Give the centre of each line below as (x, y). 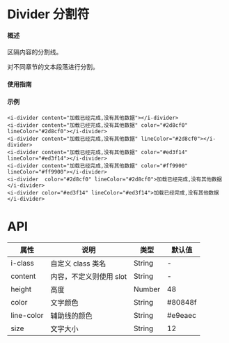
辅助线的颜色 (71, 316)
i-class (23, 264)
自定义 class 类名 (78, 264)
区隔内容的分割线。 (35, 52)
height (21, 289)
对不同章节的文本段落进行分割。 (53, 67)
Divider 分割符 (48, 14)
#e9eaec (182, 316)
